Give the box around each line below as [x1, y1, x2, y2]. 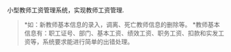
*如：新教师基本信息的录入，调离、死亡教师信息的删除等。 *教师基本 [24, 21, 220, 29]
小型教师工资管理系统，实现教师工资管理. [7, 6, 124, 14]
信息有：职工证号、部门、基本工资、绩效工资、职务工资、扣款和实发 [24, 29, 219, 37]
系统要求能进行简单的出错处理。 [42, 38, 133, 46]
